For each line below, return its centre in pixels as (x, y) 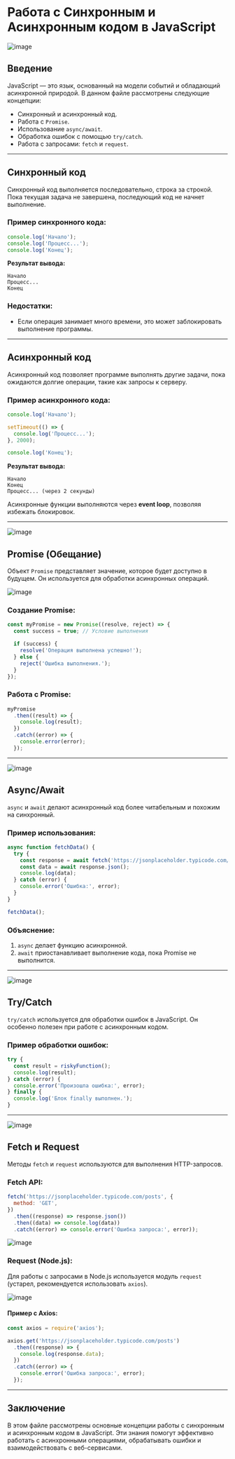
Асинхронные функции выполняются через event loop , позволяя (104, 504)
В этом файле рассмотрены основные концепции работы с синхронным (116, 1425)
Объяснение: (31, 930)
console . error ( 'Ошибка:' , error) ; (70, 887)
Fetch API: (25, 1182)
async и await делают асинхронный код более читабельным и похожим (114, 807)
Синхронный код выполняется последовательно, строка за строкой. (110, 189)
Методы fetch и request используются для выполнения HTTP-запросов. (115, 1164)
